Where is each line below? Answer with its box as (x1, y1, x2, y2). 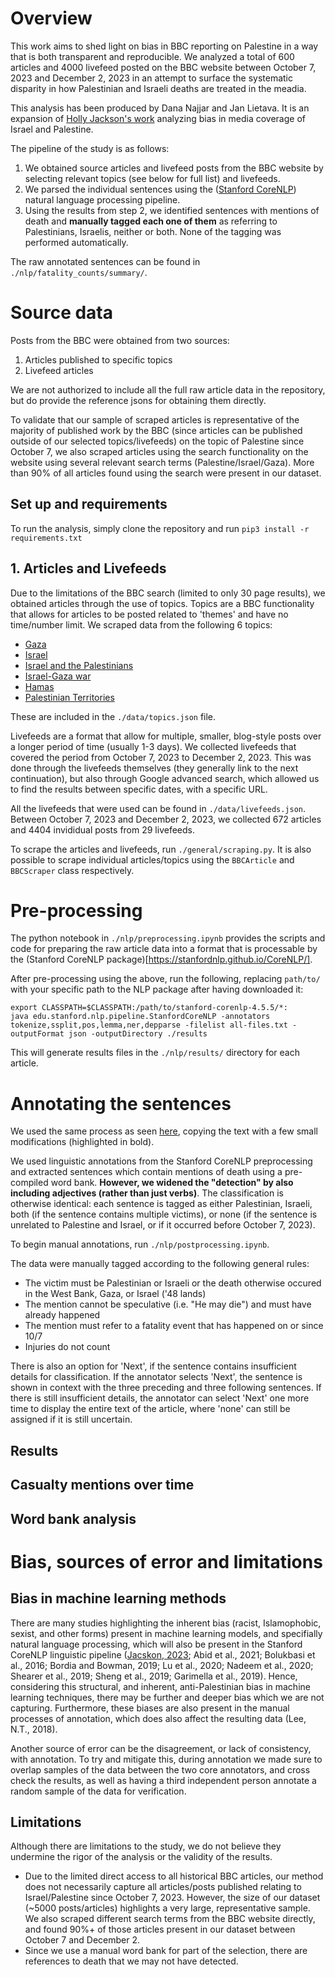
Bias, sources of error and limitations (10, 1550, 323, 1573)
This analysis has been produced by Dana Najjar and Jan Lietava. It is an (10, 102, 310, 114)
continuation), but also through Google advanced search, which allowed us (10, 772, 320, 784)
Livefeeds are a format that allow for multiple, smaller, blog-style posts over (10, 730, 322, 742)
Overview (10, 7, 93, 30)
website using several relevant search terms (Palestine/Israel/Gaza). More (10, 456, 315, 468)
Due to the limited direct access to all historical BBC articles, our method (24, 1870, 324, 1882)
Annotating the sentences (10, 1092, 232, 1115)
